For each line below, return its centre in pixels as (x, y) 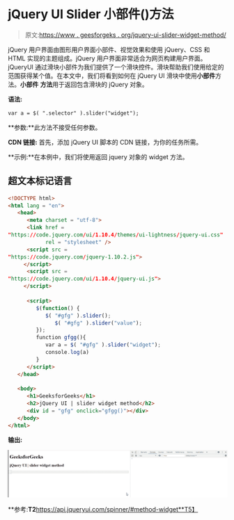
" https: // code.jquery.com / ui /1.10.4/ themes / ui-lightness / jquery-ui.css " (116, 235)
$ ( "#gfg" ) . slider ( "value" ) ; (98, 323)
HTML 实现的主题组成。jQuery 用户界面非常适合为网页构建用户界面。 (107, 58)
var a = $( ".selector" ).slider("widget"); (73, 113)
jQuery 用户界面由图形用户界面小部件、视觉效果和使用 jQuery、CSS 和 (109, 49)
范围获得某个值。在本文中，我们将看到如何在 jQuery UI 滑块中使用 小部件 (111, 75)
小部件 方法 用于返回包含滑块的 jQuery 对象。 (84, 84)
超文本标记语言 (40, 181)
